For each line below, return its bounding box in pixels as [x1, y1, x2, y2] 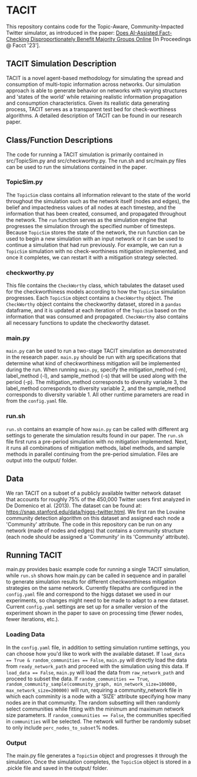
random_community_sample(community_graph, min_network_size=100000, [6, 681, 178, 687]
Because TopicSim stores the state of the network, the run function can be [6, 229, 185, 236]
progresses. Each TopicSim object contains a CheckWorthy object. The [6, 295, 173, 302]
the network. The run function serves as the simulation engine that [6, 216, 168, 224]
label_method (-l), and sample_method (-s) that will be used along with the [6, 372, 187, 379]
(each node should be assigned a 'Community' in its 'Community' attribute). [6, 533, 190, 540]
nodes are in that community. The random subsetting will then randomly [6, 699, 181, 706]
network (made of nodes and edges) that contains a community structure [6, 527, 184, 534]
